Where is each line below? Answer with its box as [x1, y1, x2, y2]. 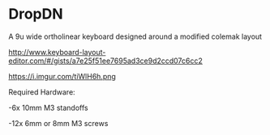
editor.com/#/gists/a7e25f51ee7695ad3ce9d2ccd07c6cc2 [8, 56, 203, 65]
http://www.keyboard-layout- [8, 47, 106, 57]
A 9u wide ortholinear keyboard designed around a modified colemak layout [8, 32, 262, 41]
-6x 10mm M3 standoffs [8, 103, 88, 112]
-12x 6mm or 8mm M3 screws [8, 118, 109, 128]
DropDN [8, 5, 63, 23]
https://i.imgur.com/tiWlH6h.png [8, 71, 116, 81]
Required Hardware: [8, 86, 75, 97]
